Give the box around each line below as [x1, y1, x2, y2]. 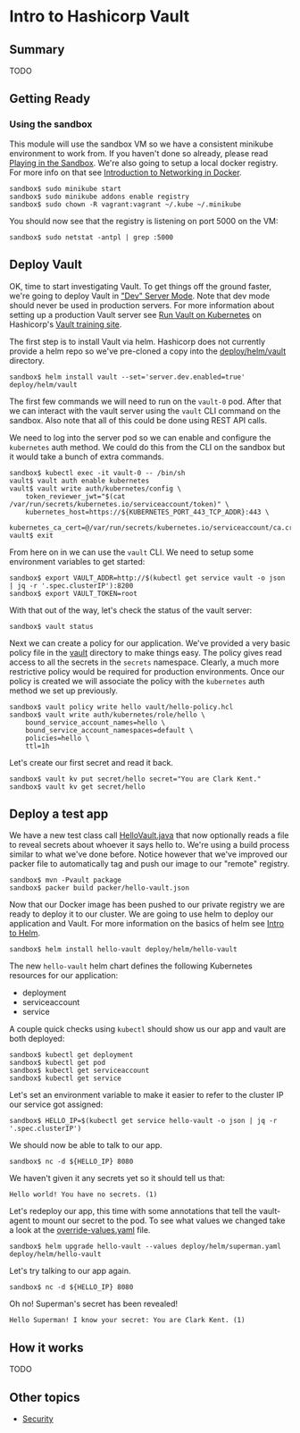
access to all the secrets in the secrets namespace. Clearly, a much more [9, 657, 279, 667]
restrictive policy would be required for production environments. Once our [9, 666, 286, 676]
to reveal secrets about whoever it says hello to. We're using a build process [9, 840, 290, 851]
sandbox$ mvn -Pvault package [9, 876, 122, 885]
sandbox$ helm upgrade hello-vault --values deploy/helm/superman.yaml [9, 1242, 281, 1252]
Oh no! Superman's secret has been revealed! [9, 1298, 179, 1310]
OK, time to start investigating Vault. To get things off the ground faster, [9, 281, 272, 291]
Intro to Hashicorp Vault [9, 6, 190, 27]
